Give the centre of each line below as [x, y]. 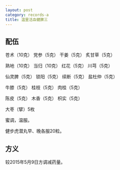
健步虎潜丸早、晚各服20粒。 [35, 131]
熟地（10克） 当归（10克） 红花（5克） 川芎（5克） [59, 66]
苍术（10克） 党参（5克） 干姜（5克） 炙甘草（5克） [60, 55]
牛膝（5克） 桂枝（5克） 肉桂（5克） [44, 88]
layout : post [19, 10]
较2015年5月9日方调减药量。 [35, 162]
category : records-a [27, 15]
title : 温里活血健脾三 [27, 19]
